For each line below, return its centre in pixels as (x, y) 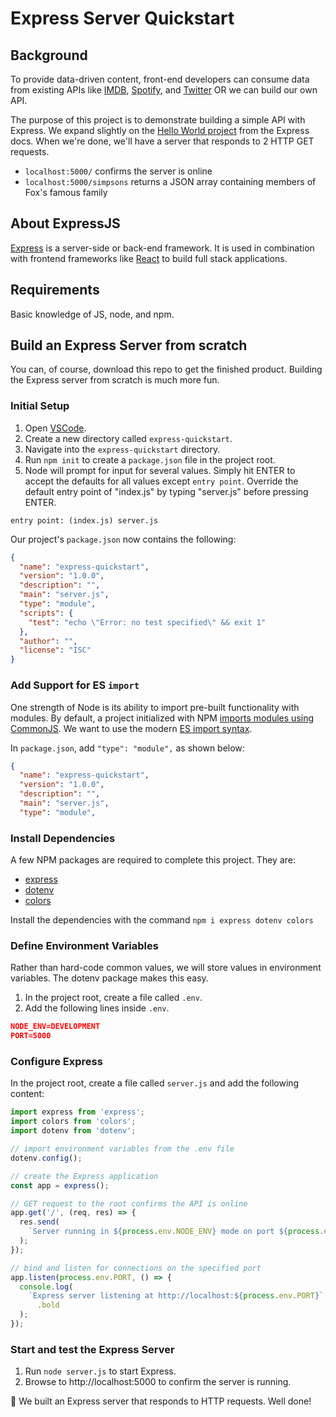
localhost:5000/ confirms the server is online (118, 171)
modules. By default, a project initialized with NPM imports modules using (162, 718)
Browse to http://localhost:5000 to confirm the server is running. (158, 1382)
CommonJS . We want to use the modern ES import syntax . (131, 728)
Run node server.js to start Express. (100, 1371)
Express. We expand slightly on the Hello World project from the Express (160, 130)
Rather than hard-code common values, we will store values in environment (166, 968)
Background (49, 55)
